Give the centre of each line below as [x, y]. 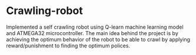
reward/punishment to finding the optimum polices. [68, 46]
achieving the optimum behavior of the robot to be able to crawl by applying [98, 39]
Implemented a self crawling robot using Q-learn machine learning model [95, 27]
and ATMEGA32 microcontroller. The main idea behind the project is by [92, 33]
